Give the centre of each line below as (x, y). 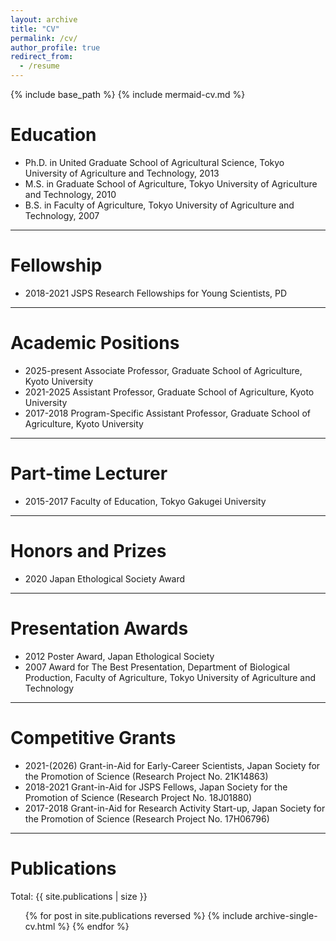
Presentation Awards (99, 628)
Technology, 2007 (62, 215)
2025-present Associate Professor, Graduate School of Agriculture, (163, 370)
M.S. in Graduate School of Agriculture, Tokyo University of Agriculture (171, 183)
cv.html (40, 926)
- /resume (39, 66)
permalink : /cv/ (44, 38)
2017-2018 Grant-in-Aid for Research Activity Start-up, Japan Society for (175, 808)
